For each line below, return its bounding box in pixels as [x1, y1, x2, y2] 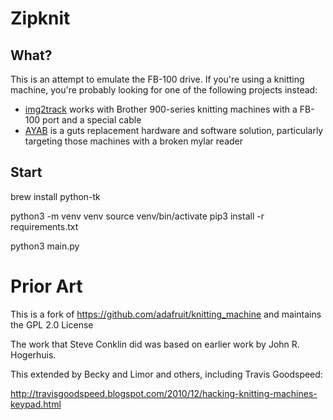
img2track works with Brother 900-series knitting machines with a [24, 103, 298, 115]
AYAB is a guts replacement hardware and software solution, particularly [24, 125, 324, 136]
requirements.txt [10, 220, 79, 232]
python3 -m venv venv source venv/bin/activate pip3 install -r [10, 210, 265, 222]
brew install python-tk [10, 190, 101, 202]
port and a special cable [42, 114, 142, 126]
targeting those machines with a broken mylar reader [24, 135, 243, 147]
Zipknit [10, 7, 71, 30]
